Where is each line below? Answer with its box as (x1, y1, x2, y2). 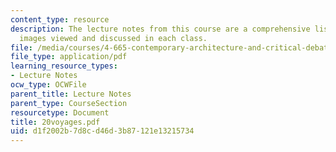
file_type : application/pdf (10, 52, 128, 62)
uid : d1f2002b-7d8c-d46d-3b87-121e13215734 (10, 126, 195, 136)
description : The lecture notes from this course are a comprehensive (10, 24, 311, 34)
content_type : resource (10, 14, 110, 25)
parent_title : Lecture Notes (10, 89, 132, 99)
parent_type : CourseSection (10, 98, 128, 108)
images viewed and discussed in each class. (19, 33, 208, 43)
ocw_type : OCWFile (10, 80, 87, 90)
